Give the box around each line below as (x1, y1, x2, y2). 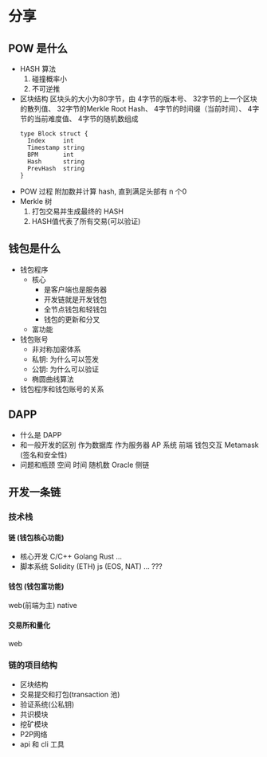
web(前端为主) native (8, 601, 77, 610)
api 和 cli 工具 (19, 739, 65, 749)
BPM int (27, 151, 74, 159)
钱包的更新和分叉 (43, 314, 100, 324)
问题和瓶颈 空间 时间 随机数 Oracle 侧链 (19, 460, 150, 469)
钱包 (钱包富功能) (8, 581, 65, 590)
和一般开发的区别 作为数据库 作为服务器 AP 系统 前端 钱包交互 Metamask (19, 440, 259, 449)
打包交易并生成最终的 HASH (31, 206, 124, 216)
